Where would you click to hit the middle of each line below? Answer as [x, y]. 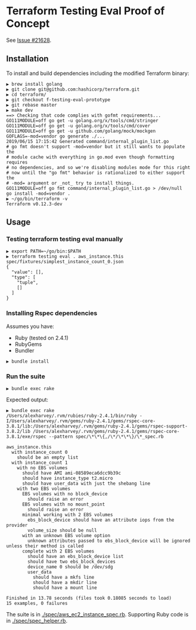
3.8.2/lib [18, 432]
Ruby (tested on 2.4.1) [41, 338]
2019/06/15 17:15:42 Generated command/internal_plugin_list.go [88, 141]
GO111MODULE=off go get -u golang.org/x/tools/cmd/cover [78, 126]
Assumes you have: [30, 326]
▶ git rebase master [32, 105]
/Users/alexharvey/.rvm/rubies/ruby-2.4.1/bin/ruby [71, 416]
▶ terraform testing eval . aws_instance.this [65, 257]
